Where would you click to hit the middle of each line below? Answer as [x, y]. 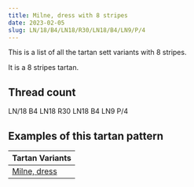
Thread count [42, 92]
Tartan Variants [42, 158]
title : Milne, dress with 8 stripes [68, 15]
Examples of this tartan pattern [86, 136]
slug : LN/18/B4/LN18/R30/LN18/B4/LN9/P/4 [77, 30]
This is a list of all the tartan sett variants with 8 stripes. [97, 53]
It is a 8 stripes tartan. [44, 68]
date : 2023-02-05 [37, 23]
